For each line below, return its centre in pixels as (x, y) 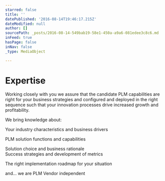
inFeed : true (19, 38)
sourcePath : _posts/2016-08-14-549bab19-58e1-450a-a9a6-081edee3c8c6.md (82, 33)
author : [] (16, 28)
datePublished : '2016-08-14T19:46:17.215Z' (51, 19)
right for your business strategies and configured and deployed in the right (82, 100)
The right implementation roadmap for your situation (59, 164)
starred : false (21, 10)
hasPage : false (21, 42)
